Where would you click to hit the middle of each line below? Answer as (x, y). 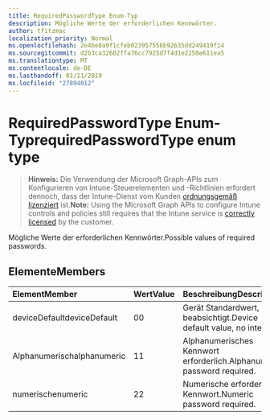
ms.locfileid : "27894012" (51, 83)
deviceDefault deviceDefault (65, 318)
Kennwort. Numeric (218, 394)
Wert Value (154, 294)
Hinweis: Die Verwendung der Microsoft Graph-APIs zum (123, 179)
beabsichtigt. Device (221, 318)
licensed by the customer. (71, 222)
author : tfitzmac (37, 31)
